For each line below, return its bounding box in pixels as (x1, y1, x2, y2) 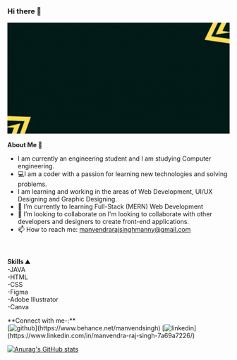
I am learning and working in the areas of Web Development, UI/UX (17, 187, 213, 196)
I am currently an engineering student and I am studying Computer (17, 154, 212, 163)
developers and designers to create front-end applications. (17, 217, 189, 225)
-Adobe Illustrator (7, 295, 59, 304)
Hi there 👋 (7, 6, 42, 16)
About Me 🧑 (7, 140, 42, 149)
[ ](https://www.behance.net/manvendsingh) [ (7, 323, 165, 332)
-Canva (7, 302, 30, 311)
